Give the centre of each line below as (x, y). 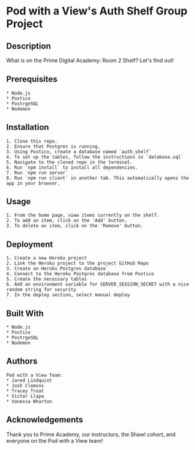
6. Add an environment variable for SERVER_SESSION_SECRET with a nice (97, 284)
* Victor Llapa (25, 396)
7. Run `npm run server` (37, 172)
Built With (25, 313)
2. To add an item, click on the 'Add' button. (67, 220)
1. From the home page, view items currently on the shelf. (83, 215)
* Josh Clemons (25, 386)
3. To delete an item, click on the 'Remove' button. (75, 226)
